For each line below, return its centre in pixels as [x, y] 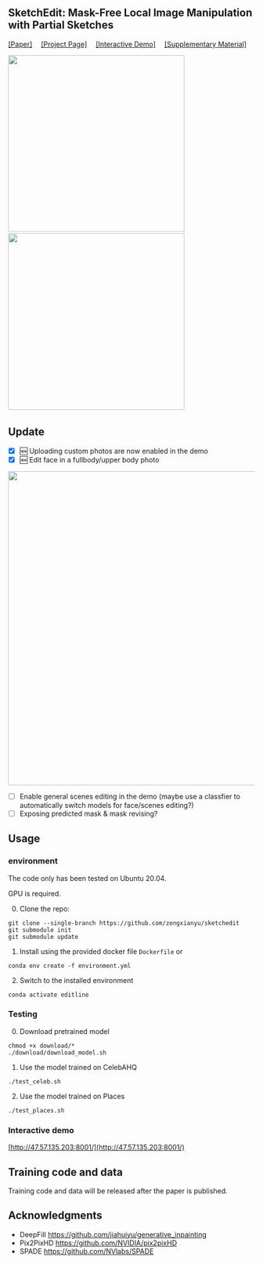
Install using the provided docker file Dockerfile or [101, 951]
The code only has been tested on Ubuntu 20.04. [87, 878]
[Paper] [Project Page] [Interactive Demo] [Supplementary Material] [128, 44]
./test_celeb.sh [34, 1081]
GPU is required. [34, 893]
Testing [23, 1014]
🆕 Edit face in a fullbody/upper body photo [89, 459]
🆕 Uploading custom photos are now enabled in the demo [114, 451]
